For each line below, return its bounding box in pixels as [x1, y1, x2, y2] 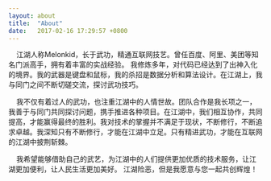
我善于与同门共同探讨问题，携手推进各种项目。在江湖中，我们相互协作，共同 [8, 107, 263, 117]
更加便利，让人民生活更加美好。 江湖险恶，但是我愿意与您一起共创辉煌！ [15, 164, 258, 174]
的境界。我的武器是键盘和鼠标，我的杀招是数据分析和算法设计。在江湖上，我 [8, 70, 263, 80]
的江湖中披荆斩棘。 [8, 138, 73, 147]
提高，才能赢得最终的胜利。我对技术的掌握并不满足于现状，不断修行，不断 [8, 117, 256, 127]
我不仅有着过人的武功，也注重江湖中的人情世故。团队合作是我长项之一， [15, 97, 256, 107]
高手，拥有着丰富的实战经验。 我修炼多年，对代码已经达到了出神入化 [29, 60, 258, 69]
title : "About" [8, 19, 63, 27]
